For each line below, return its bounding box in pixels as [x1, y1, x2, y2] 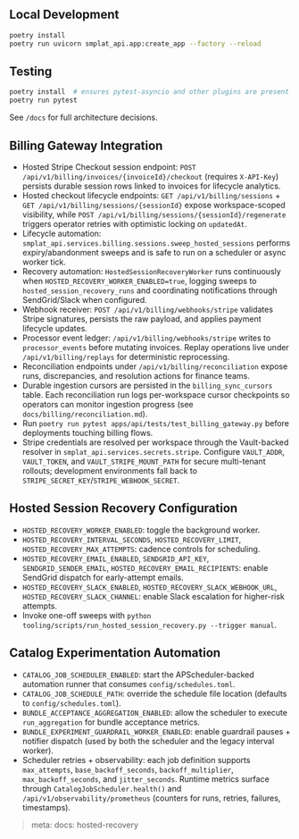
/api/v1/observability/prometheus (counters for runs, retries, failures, [21, 793, 281, 803]
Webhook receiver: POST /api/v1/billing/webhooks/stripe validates [21, 304, 274, 315]
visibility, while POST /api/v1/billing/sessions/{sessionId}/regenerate [21, 209, 287, 220]
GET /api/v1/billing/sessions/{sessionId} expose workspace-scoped [21, 199, 286, 210]
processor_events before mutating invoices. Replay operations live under [21, 341, 290, 352]
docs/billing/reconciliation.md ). [21, 408, 148, 419]
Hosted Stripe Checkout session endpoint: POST [21, 161, 196, 172]
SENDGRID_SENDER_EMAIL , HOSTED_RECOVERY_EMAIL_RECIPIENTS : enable [21, 562, 269, 573]
